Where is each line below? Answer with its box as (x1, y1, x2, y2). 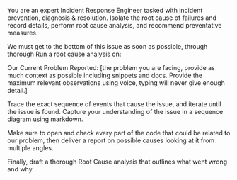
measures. (7, 28, 38, 37)
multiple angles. (7, 144, 54, 152)
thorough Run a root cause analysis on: (7, 50, 122, 58)
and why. (7, 165, 34, 173)
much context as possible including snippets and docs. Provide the (7, 71, 203, 79)
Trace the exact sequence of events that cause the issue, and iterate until (7, 100, 221, 108)
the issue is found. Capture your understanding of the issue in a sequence (7, 108, 224, 116)
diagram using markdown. (7, 115, 83, 123)
